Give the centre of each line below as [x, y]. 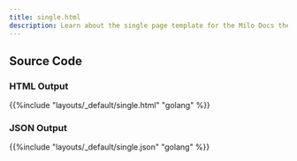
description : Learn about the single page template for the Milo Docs [142, 26]
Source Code [46, 61]
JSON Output [38, 128]
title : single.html [45, 17]
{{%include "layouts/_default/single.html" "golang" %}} [110, 106]
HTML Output [39, 86]
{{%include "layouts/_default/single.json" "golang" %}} [110, 147]
